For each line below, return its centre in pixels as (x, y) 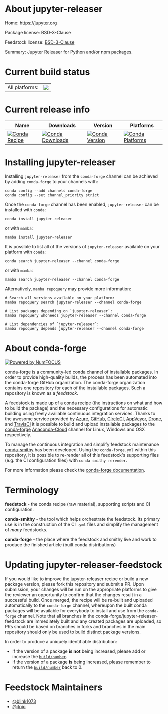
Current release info (48, 110)
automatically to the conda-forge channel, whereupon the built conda (76, 605)
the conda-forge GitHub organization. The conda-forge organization (75, 382)
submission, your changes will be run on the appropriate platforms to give (81, 589)
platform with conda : (26, 252)
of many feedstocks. (26, 529)
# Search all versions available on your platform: (60, 298)
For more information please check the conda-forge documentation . (75, 470)
